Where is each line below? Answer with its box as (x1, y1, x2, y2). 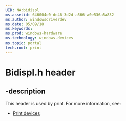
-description (5, 87, 46, 96)
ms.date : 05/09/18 (5, 21, 44, 27)
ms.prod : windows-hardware (5, 31, 62, 36)
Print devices (12, 110, 40, 116)
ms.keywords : (5, 26, 33, 31)
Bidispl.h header (5, 67, 76, 78)
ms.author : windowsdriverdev (5, 17, 67, 22)
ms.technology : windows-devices (5, 36, 73, 41)
